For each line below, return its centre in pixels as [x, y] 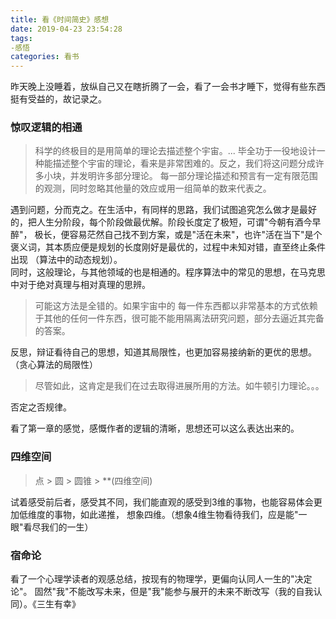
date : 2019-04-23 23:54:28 [66, 29]
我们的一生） [67, 527]
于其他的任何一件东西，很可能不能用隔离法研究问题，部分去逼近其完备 [179, 318]
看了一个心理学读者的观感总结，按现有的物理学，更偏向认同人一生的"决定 [161, 579]
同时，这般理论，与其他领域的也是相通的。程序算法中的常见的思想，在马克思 [168, 272]
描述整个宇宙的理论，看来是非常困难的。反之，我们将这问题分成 [184, 163]
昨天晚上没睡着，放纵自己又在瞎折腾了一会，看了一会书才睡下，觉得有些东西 [168, 87]
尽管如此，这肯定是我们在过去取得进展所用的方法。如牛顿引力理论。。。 [179, 386]
